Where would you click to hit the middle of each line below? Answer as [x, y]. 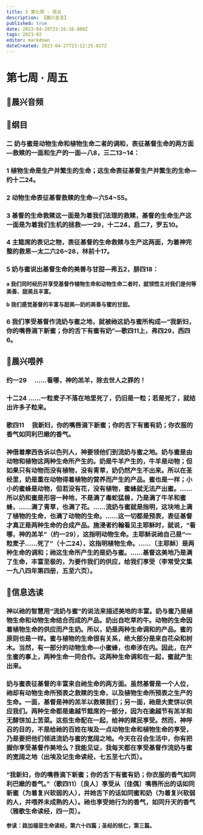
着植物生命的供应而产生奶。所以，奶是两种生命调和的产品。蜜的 [99, 629]
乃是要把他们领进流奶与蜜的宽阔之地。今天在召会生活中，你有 [96, 738]
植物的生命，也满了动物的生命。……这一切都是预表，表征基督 [102, 516]
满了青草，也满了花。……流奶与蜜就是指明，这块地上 [109, 507]
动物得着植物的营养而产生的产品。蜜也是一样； [118, 480]
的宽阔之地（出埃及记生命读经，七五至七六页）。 [76, 756]
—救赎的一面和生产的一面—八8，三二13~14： [73, 153]
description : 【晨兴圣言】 [38, 18]
